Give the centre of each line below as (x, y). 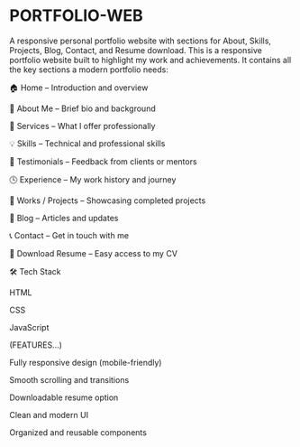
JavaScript (29, 327)
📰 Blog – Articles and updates (64, 218)
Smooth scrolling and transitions (69, 379)
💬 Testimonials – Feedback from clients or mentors (103, 161)
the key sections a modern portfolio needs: (89, 70)
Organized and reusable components (78, 432)
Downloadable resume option (64, 397)
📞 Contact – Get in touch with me (69, 235)
